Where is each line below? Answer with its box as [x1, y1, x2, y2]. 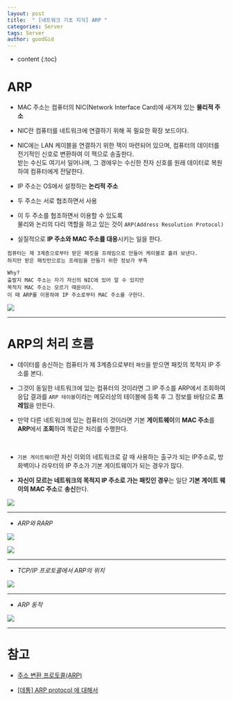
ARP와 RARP [17, 519, 53, 527]
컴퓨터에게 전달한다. [30, 167, 85, 175]
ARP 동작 [17, 600, 43, 609]
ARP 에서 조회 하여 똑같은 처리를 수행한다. [17, 424, 128, 433]
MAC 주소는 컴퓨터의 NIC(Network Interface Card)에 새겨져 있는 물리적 [17, 103, 214, 112]
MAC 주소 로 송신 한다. [30, 485, 89, 493]
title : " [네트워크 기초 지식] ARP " [7, 17, 107, 24]
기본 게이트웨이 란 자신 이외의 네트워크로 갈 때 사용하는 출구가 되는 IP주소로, [17, 453, 216, 461]
